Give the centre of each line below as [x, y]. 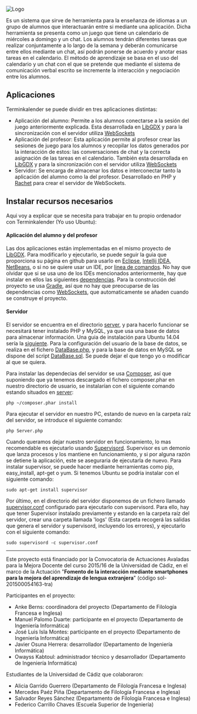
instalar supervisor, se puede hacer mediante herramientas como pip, [90, 467]
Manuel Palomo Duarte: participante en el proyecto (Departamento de [99, 619]
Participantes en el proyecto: [41, 595]
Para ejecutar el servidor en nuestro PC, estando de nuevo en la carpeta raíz [98, 414]
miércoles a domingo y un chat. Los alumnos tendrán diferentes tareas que [97, 39]
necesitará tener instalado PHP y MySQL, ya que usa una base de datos [93, 331]
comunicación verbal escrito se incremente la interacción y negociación [93, 70]
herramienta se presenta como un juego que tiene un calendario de [87, 33]
